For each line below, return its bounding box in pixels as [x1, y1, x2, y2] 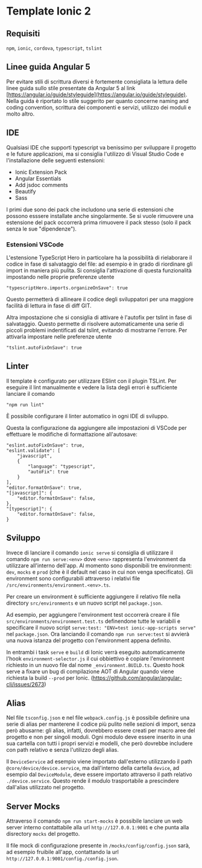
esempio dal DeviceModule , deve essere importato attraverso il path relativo [6, 771, 192, 778]
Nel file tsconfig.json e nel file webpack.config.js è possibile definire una [6, 714, 190, 722]
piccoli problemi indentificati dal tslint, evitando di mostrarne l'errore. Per [6, 326, 188, 334]
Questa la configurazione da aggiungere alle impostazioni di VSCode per [6, 424, 187, 431]
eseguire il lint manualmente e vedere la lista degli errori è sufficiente [6, 383, 178, 391]
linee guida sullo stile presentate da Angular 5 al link [6, 84, 136, 91]
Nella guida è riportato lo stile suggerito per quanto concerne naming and [6, 97, 189, 104]
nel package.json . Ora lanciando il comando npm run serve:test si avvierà [6, 630, 190, 637]
